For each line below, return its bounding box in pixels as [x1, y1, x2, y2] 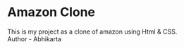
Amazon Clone [7, 4, 96, 20]
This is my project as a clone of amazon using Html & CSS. [7, 27, 178, 36]
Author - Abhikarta [7, 34, 62, 43]
